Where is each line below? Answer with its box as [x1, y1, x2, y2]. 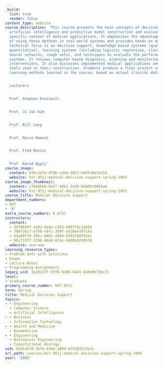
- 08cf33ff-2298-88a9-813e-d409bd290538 [9, 238, 92, 243]
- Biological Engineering [9, 337, 62, 342]
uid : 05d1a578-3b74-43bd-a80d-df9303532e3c [5, 347, 95, 351]
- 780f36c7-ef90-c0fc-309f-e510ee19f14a [9, 229, 92, 234]
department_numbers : [5, 198, 47, 202]
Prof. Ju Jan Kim [9, 109, 45, 114]
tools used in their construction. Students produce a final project [9, 66, 153, 71]
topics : [5, 297, 21, 301]
